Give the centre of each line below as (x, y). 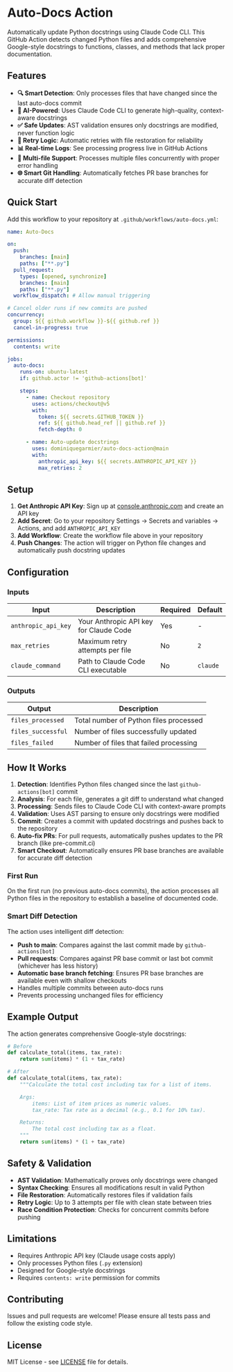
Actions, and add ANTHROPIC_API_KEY (69, 528)
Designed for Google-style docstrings (71, 1270)
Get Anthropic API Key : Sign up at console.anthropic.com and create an (120, 506)
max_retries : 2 (60, 468)
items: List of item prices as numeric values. (102, 1104)
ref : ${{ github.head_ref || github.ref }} (102, 423)
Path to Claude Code (112, 661)
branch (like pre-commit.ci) (56, 843)
